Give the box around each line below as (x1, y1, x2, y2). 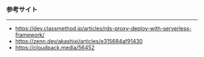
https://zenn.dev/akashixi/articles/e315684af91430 (15, 38, 143, 45)
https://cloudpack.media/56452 (15, 44, 95, 52)
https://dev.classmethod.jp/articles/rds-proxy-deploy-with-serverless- (15, 25, 192, 32)
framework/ (15, 31, 45, 38)
